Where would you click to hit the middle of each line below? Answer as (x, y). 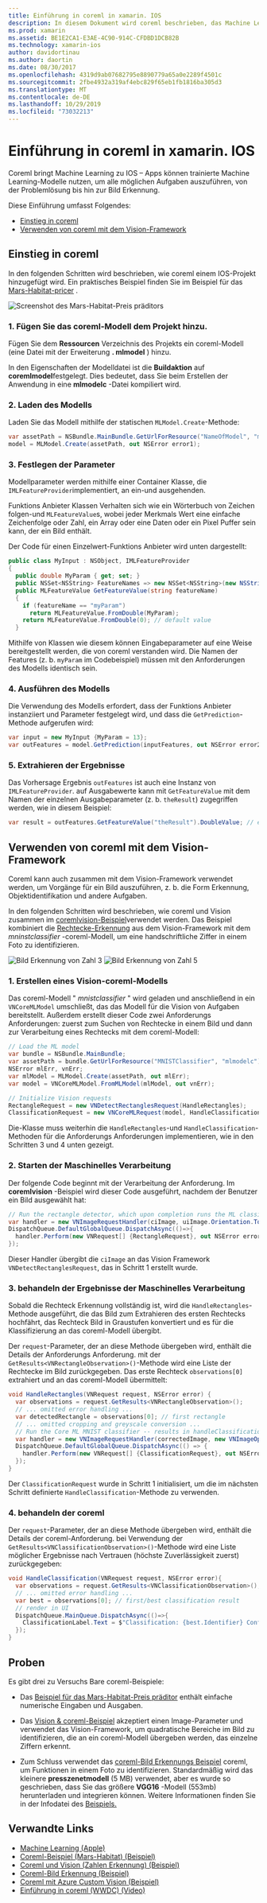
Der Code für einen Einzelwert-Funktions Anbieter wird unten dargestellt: (128, 546)
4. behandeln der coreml (56, 1513)
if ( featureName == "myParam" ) (74, 605)
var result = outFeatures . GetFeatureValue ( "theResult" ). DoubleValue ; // (131, 823)
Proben (27, 1662)
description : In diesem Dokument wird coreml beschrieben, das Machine (129, 23)
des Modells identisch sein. (53, 668)
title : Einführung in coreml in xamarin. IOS (85, 16)
